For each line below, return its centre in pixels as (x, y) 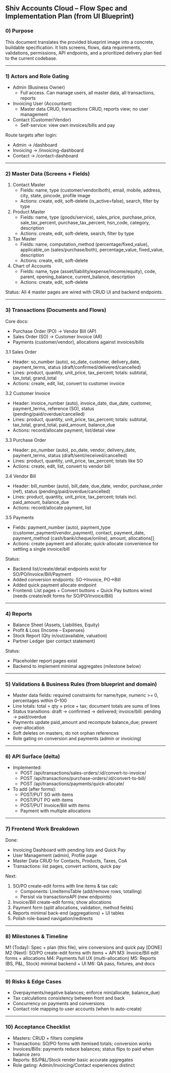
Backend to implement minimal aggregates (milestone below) (77, 666)
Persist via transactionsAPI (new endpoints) (66, 897)
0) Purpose (19, 31)
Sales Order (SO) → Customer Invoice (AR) (58, 336)
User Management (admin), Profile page (55, 855)
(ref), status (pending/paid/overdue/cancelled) (62, 491)
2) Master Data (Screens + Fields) (48, 174)
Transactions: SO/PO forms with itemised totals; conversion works (82, 1043)
